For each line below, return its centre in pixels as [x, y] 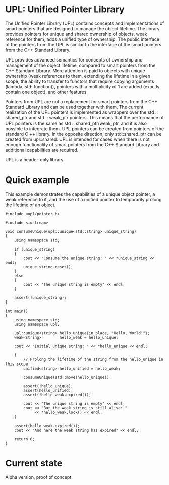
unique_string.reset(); [48, 267]
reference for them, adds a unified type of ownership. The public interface [82, 39]
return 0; [25, 439]
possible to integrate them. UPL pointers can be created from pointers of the [85, 128]
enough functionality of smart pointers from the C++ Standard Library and [82, 144]
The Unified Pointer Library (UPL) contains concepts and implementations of [85, 23]
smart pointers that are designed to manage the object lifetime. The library [82, 28]
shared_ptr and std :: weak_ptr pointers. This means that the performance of [84, 117]
